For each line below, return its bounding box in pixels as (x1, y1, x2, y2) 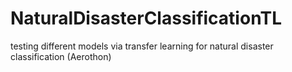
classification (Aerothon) (10, 50, 112, 62)
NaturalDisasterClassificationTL (10, 7, 283, 30)
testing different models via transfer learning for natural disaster (10, 40, 274, 52)
